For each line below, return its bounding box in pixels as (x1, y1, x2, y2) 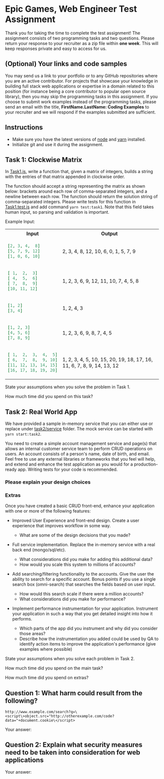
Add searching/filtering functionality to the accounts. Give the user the (12, 571, 154, 577)
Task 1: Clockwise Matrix (5, 156, 82, 164)
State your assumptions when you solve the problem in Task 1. (5, 384, 130, 390)
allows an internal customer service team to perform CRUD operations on (5, 445, 153, 451)
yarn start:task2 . (5, 431, 41, 437)
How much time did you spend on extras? (5, 675, 89, 681)
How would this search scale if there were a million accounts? (19, 591, 144, 597)
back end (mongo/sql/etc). (12, 547, 66, 553)
